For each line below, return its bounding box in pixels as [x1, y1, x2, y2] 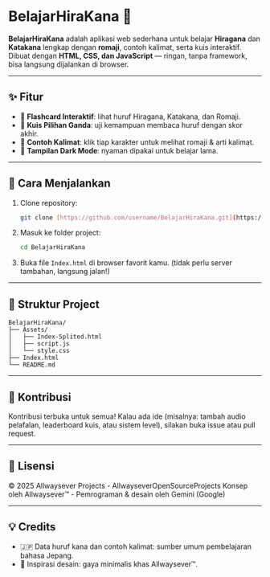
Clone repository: [19, 198, 78, 207]
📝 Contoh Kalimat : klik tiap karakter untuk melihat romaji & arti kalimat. [19, 137, 255, 147]
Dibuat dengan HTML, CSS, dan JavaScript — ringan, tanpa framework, [8, 51, 247, 60]
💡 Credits [8, 520, 56, 534]
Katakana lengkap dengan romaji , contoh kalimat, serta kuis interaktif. [8, 42, 242, 51]
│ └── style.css [8, 347, 70, 355]
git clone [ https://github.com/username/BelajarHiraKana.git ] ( [19, 213, 237, 222]
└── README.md [8, 361, 56, 369]
